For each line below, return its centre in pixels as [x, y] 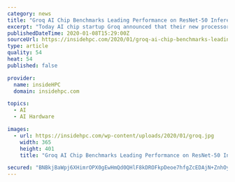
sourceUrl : [23, 40]
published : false [33, 66]
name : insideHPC [37, 84]
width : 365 [36, 142]
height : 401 [37, 149]
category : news [29, 14]
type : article [28, 46]
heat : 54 [20, 59]
